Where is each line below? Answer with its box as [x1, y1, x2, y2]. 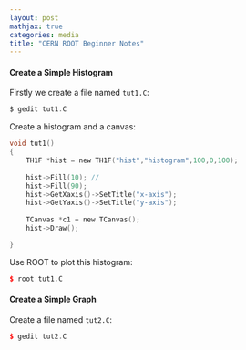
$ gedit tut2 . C [9, 332, 67, 341]
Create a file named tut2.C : [9, 314, 112, 324]
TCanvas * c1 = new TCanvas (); [26, 215, 141, 224]
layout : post [9, 13, 59, 23]
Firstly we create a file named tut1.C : [9, 87, 150, 98]
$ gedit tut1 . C [9, 105, 67, 114]
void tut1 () [9, 139, 55, 149]
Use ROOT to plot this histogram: [9, 256, 134, 267]
